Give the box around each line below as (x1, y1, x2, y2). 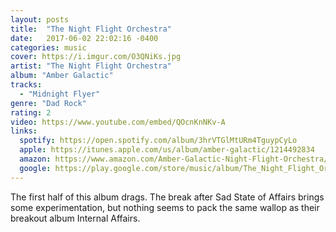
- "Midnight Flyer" (19, 89, 101, 99)
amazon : (19, 154, 52, 164)
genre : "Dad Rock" (10, 98, 87, 108)
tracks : (10, 80, 43, 90)
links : (10, 126, 38, 136)
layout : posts (10, 14, 70, 25)
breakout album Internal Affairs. (10, 212, 141, 224)
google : (19, 163, 52, 173)
